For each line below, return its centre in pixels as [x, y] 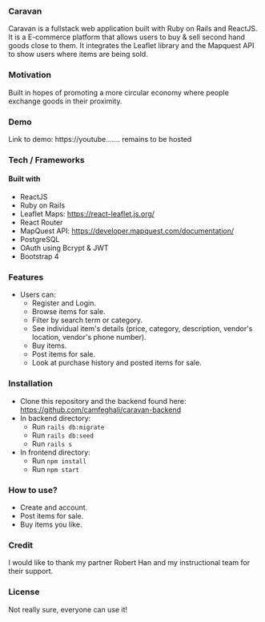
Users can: [38, 295]
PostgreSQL [40, 240]
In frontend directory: [55, 452]
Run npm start [56, 469]
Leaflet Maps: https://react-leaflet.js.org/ [87, 214]
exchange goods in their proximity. [65, 101]
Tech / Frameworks [47, 160]
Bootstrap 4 [39, 256]
